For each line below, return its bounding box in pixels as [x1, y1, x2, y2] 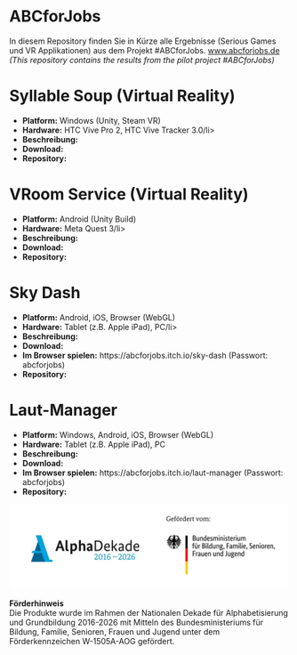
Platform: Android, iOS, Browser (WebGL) [21, 311, 176, 322]
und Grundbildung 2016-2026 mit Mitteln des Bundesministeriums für [9, 617, 264, 628]
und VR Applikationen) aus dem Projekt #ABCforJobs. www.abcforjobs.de [9, 44, 280, 55]
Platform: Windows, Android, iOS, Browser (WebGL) [21, 429, 214, 440]
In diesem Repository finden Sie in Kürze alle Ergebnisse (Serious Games [9, 36, 277, 46]
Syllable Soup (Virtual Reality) [9, 86, 236, 106]
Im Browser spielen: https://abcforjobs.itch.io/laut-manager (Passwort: [21, 467, 284, 478]
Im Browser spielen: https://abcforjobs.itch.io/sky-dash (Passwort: [21, 350, 269, 360]
